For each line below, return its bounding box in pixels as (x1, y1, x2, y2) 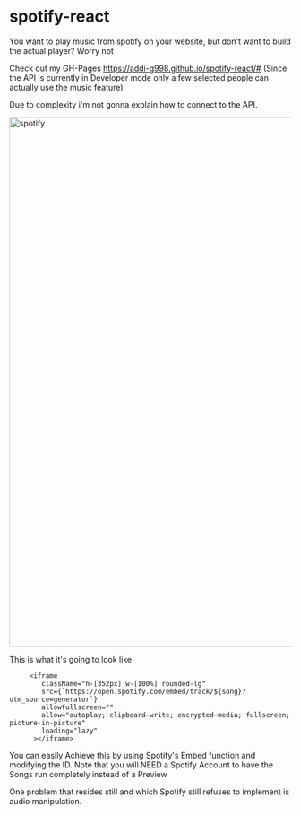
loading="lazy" (41, 726, 99, 735)
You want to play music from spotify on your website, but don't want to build (9, 36, 291, 47)
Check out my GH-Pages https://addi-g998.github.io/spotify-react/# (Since (9, 63, 287, 74)
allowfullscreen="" (41, 702, 115, 712)
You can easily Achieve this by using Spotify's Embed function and (9, 750, 256, 760)
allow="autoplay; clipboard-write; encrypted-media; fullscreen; (41, 710, 291, 719)
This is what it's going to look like (9, 654, 133, 664)
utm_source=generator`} (9, 695, 99, 704)
